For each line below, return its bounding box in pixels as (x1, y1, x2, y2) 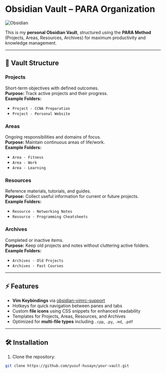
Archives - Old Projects (12, 258, 64, 263)
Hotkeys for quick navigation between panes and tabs (12, 303, 123, 309)
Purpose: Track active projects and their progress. (5, 90, 108, 96)
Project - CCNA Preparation (12, 106, 70, 111)
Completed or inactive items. (5, 237, 64, 243)
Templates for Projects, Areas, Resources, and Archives (12, 313, 126, 320)
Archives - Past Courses (12, 263, 64, 268)
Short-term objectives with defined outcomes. (5, 85, 99, 91)
